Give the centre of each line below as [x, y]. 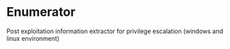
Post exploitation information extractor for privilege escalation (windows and [115, 31]
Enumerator [41, 12]
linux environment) [33, 38]
